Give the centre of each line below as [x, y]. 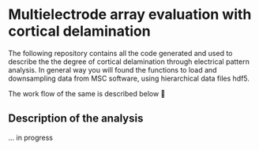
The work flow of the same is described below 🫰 [87, 93]
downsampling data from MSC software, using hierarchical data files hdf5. [129, 78]
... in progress [31, 137]
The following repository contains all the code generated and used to [120, 53]
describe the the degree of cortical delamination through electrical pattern [129, 62]
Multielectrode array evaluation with [130, 15]
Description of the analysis [76, 119]
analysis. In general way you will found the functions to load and [113, 69]
